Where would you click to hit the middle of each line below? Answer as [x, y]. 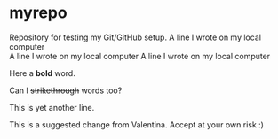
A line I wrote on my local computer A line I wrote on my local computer [140, 56]
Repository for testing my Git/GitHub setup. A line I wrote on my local [135, 37]
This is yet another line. [52, 107]
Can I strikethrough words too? [66, 90]
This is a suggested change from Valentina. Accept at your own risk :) [137, 124]
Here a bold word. [42, 73]
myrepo [39, 13]
